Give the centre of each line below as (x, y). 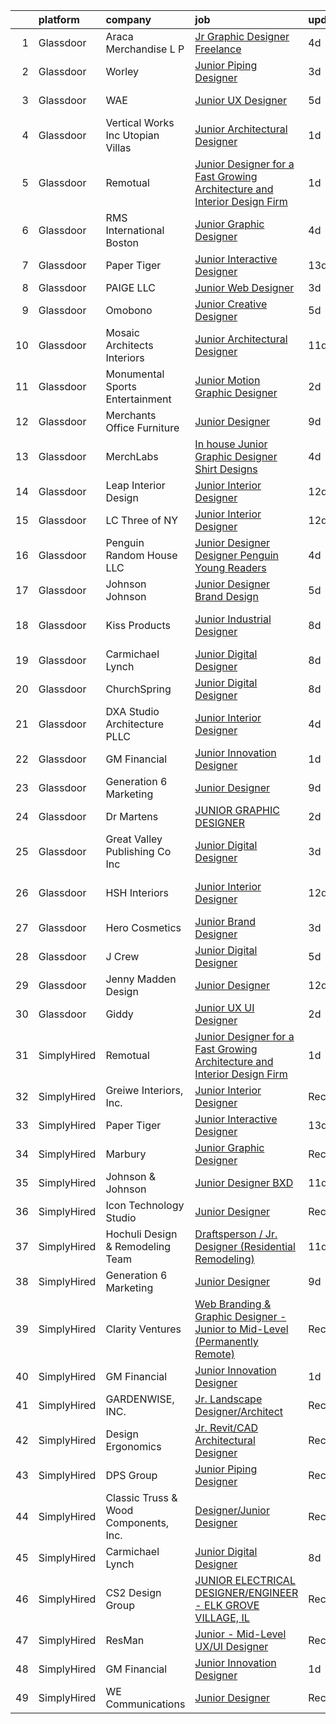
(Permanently (226, 1341)
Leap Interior (135, 485)
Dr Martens (132, 816)
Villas (118, 147)
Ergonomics (133, 1446)
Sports (121, 386)
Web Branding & (233, 1304)
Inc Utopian (132, 135)
